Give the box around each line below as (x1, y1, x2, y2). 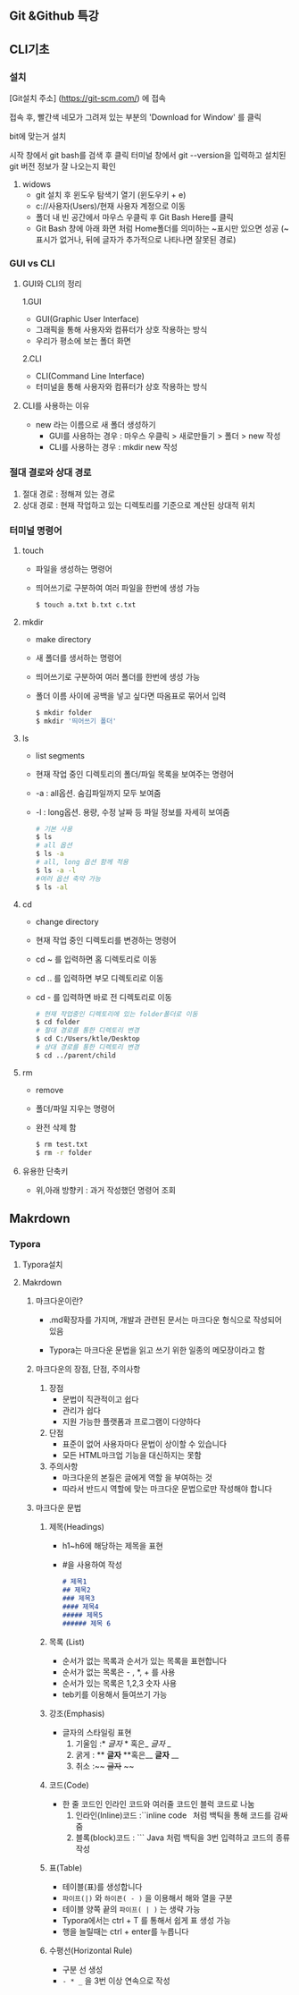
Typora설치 (21, 1260, 63, 1270)
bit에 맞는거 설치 (9, 131, 67, 141)
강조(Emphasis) (48, 1708, 105, 1719)
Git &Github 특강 (9, 8, 100, 24)
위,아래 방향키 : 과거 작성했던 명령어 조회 (35, 1184, 177, 1195)
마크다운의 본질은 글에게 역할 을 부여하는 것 (62, 1473, 212, 1483)
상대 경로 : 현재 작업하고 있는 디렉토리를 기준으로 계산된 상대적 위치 (21, 499, 256, 510)
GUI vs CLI (9, 258, 55, 269)
